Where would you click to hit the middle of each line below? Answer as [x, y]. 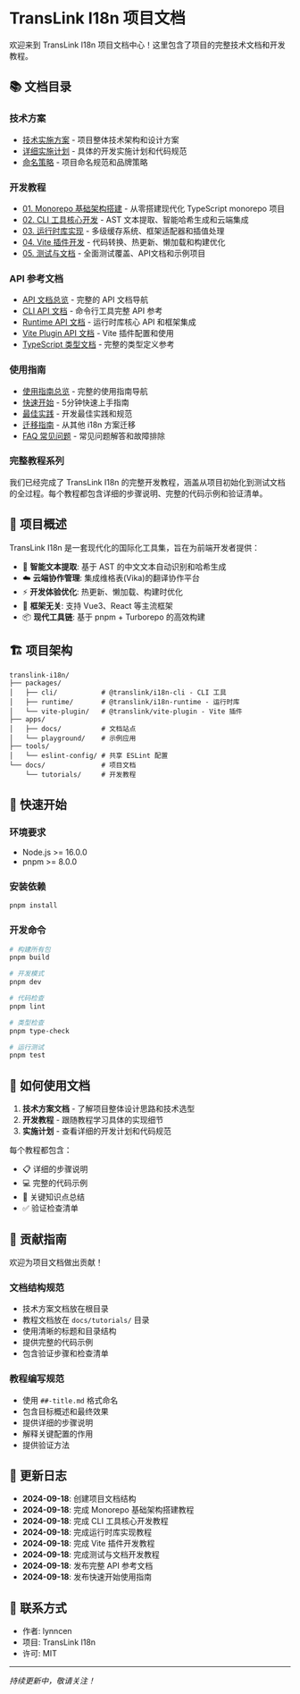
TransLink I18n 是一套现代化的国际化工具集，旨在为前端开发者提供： [135, 547]
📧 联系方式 [38, 1608]
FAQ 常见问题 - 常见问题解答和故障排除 [93, 435]
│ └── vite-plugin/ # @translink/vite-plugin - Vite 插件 [126, 712]
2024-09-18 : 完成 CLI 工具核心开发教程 [95, 1521]
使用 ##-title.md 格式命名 [70, 1400]
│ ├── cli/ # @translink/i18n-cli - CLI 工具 [118, 693]
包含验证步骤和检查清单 [65, 1353]
